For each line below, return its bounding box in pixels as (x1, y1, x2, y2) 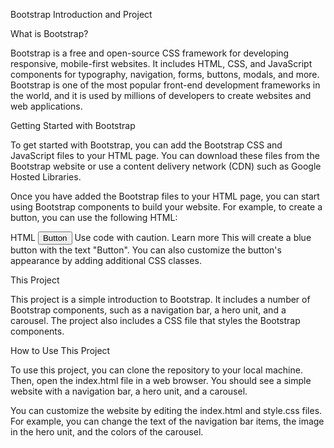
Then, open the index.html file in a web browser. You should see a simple (10, 375, 312, 386)
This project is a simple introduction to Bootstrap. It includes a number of (10, 294, 311, 305)
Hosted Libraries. (10, 171, 82, 183)
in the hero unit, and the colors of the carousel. (10, 426, 204, 438)
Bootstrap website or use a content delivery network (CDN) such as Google (10, 160, 322, 172)
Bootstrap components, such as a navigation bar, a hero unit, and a (10, 304, 287, 316)
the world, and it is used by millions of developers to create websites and (10, 90, 312, 101)
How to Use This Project (10, 345, 111, 356)
